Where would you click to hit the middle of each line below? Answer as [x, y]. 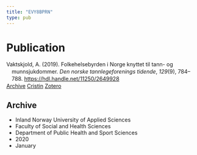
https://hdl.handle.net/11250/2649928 [72, 79]
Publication [36, 48]
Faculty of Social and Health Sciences [63, 126]
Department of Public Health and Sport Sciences [76, 133]
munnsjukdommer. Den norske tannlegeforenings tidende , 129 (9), [94, 72]
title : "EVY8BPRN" [30, 12]
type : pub [19, 18]
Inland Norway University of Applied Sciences [73, 120]
